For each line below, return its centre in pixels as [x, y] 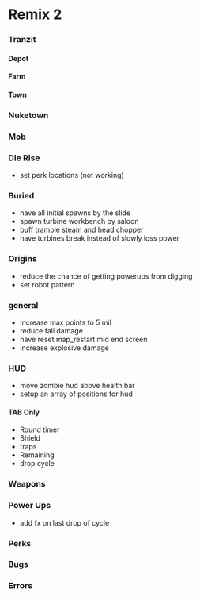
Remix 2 [35, 15]
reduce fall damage [51, 330]
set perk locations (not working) [72, 175]
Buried [21, 195]
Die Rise [24, 158]
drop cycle [37, 464]
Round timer [40, 429]
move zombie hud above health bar [77, 386]
